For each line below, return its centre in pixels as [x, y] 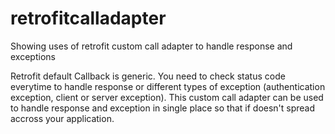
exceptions [33, 56]
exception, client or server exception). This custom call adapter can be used [167, 97]
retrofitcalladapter [88, 18]
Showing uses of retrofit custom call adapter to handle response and [151, 46]
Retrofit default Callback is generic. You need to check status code [148, 76]
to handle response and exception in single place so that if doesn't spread [163, 108]
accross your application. [62, 118]
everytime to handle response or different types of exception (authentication [168, 86]
